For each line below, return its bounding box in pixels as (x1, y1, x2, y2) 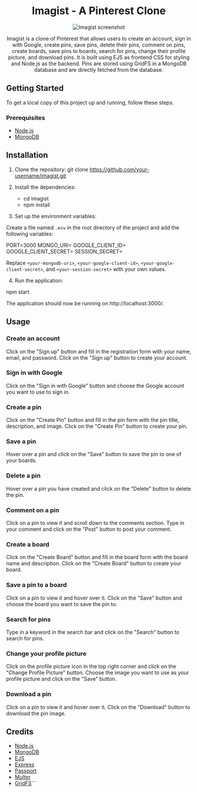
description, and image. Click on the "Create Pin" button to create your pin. (6, 422, 188, 430)
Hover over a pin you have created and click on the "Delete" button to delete (6, 485, 191, 492)
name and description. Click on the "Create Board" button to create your (6, 560, 182, 567)
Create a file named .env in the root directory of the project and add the (6, 224, 179, 231)
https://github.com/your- (89, 166, 150, 173)
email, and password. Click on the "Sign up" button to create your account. (6, 354, 188, 361)
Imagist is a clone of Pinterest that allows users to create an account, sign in (6, 35, 191, 42)
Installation (6, 150, 48, 160)
